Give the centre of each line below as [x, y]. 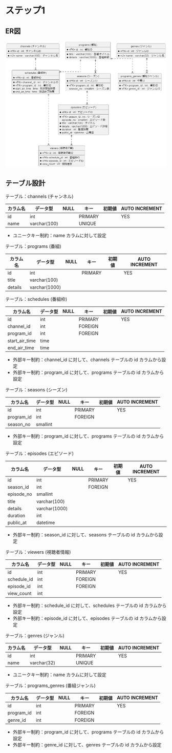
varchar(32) [42, 663]
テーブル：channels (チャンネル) [39, 196]
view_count [19, 593]
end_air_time [21, 348]
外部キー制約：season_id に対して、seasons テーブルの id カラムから [85, 535]
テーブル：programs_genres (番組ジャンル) [50, 686]
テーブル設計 [25, 183]
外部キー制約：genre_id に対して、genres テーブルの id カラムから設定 [87, 745]
